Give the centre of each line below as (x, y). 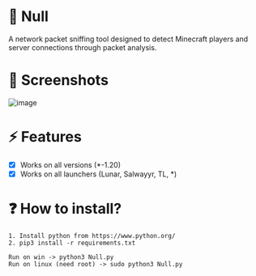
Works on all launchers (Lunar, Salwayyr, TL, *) (98, 174)
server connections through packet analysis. (83, 47)
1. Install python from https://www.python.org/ (92, 236)
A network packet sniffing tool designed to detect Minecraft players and (128, 39)
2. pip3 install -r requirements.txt (72, 243)
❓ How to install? (65, 209)
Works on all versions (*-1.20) (70, 164)
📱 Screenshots (59, 81)
